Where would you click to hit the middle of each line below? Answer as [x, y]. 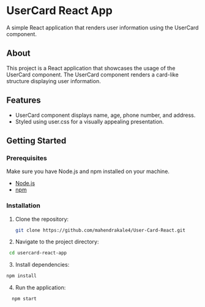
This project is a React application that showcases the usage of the [91, 68]
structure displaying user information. [54, 81]
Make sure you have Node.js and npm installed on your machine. [88, 171]
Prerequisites [27, 158]
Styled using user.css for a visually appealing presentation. [89, 121]
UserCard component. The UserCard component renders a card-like [92, 75]
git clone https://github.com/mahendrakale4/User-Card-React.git [100, 230]
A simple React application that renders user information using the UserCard [102, 28]
